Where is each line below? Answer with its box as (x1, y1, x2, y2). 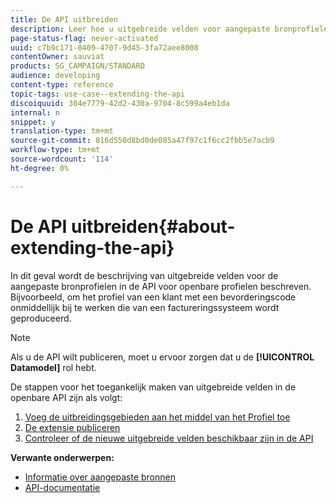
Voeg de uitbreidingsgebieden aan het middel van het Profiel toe (24, 411, 291, 423)
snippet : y (10, 117, 56, 127)
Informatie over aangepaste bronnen (24, 471, 176, 483)
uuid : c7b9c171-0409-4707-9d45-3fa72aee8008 (10, 42, 199, 53)
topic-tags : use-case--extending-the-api (10, 89, 186, 99)
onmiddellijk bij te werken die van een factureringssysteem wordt (10, 301, 280, 313)
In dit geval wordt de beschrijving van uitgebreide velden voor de (10, 269, 279, 281)
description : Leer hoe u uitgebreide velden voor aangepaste (10, 24, 271, 34)
